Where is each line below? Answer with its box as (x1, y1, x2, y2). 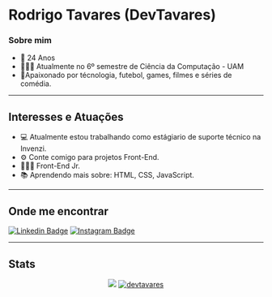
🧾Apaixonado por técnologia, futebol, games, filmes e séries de (19, 71, 232, 80)
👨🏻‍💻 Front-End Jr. (19, 161, 81, 171)
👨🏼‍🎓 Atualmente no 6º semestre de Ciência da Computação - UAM (19, 62, 244, 71)
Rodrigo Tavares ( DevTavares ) (8, 6, 217, 24)
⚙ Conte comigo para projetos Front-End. (19, 153, 159, 162)
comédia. (19, 79, 52, 88)
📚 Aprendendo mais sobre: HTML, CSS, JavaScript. (19, 170, 194, 180)
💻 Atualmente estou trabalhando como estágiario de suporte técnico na (19, 132, 261, 142)
